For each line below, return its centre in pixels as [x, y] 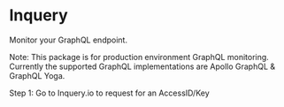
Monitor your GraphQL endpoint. [69, 40]
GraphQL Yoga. [37, 75]
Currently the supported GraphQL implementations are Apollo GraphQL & [142, 66]
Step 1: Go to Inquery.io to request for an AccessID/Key [109, 93]
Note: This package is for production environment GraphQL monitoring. [139, 57]
